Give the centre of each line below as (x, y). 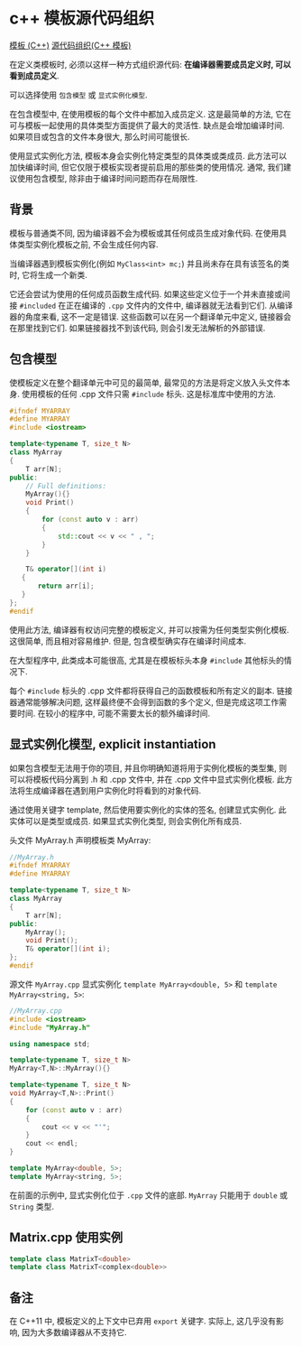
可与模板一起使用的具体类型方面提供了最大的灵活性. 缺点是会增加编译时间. (147, 125)
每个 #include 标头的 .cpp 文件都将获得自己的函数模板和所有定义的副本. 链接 (151, 691)
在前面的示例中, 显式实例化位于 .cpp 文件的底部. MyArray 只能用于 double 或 (149, 1195)
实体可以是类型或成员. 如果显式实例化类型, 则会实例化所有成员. (125, 821)
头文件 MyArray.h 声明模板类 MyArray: (80, 840)
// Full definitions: (66, 486)
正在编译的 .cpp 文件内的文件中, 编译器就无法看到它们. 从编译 (179, 305)
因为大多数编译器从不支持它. (74, 1332)
